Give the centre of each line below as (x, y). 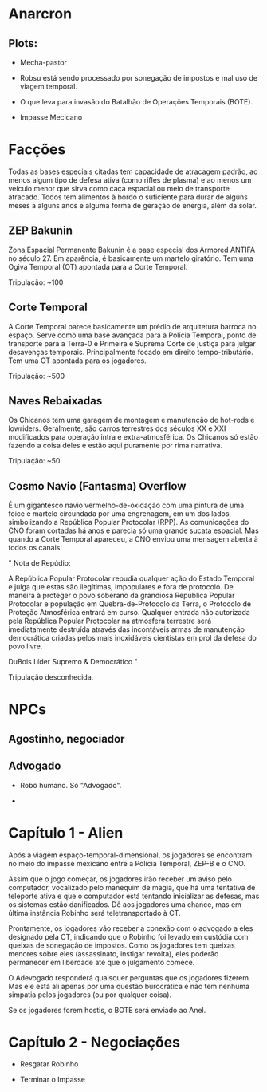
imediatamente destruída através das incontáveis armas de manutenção (127, 629)
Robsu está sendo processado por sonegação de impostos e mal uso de (138, 78)
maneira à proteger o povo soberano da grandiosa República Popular (122, 596)
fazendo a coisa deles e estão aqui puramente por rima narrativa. (116, 445)
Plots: (23, 43)
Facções (37, 150)
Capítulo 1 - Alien (66, 832)
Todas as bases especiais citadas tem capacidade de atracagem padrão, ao (133, 171)
